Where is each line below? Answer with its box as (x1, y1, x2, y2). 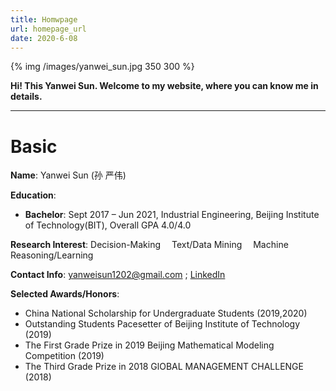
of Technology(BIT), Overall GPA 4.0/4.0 (24, 219, 192, 231)
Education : (10, 189, 57, 201)
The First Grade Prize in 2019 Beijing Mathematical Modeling (24, 339, 275, 351)
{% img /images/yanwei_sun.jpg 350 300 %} (10, 61, 195, 73)
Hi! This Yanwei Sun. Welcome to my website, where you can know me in (10, 80, 319, 92)
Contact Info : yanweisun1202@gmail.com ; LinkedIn (10, 269, 226, 281)
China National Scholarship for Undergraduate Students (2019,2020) (24, 307, 308, 320)
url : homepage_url (10, 24, 87, 34)
